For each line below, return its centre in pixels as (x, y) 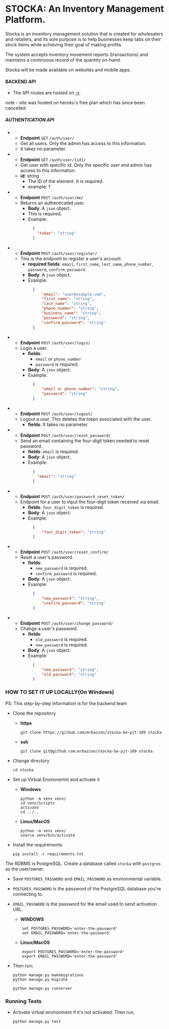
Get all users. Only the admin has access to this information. (83, 144)
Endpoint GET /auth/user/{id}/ (53, 160)
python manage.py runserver (42, 988)
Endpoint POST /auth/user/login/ (55, 342)
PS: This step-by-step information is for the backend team (66, 703)
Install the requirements (37, 845)
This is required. (45, 214)
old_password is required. (62, 639)
